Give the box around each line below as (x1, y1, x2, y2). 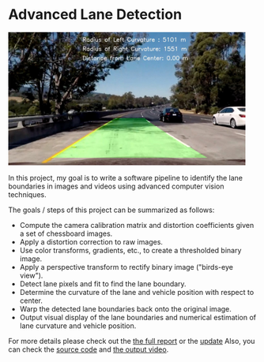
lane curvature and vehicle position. (19, 321, 137, 330)
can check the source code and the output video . (8, 345, 169, 354)
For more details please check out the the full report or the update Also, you (8, 336, 255, 345)
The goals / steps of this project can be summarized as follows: (8, 205, 215, 215)
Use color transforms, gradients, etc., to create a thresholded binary (19, 245, 242, 255)
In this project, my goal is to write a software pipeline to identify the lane (8, 173, 243, 182)
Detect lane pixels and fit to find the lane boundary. (19, 278, 187, 289)
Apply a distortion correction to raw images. (19, 237, 164, 246)
